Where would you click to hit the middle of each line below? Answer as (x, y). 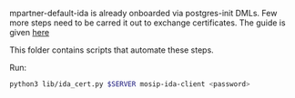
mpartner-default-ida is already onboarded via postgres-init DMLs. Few (143, 13)
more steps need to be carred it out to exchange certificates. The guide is (147, 23)
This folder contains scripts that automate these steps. (112, 50)
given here (30, 32)
